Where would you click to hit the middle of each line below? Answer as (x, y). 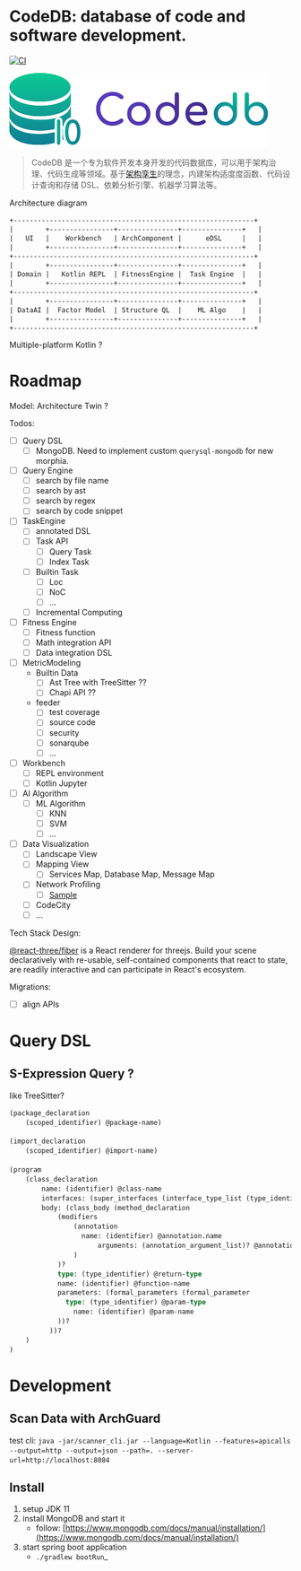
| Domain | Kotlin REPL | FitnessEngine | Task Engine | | (136, 274)
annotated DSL (63, 531)
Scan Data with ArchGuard (85, 1419)
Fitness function (65, 633)
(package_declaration (50, 1113)
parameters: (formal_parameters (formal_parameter (154, 1293)
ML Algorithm (61, 803)
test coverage (74, 712)
